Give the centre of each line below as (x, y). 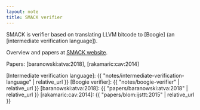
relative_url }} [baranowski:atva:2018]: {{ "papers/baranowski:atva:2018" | (97, 88)
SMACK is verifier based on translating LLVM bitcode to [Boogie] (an (90, 34)
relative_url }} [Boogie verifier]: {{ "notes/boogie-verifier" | (107, 82)
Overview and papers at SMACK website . (57, 52)
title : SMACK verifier (34, 17)
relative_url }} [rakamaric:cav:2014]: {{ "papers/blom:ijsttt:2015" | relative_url (100, 94)
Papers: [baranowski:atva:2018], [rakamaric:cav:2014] (73, 64)
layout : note (22, 12)
